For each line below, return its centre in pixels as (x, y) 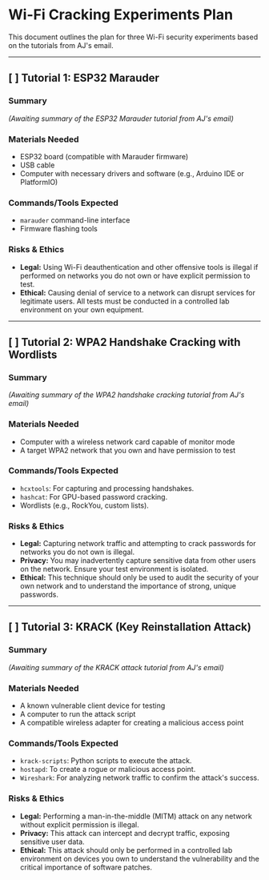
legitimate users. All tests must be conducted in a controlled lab (124, 301)
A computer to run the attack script (78, 714)
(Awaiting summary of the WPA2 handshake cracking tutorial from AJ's (126, 395)
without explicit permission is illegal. (80, 824)
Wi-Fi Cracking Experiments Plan (121, 15)
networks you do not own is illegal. (77, 552)
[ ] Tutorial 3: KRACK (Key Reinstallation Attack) (130, 627)
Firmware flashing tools (58, 229)
